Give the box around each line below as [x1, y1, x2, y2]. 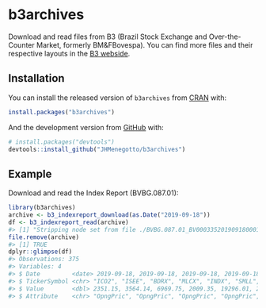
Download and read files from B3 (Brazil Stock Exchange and [8, 32, 207, 41]
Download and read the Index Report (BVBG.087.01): [8, 188, 179, 198]
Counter [8, 40, 36, 49]
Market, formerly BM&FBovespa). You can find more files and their [36, 40, 253, 49]
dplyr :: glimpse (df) [8, 248, 73, 256]
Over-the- [208, 32, 241, 41]
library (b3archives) [8, 204, 77, 212]
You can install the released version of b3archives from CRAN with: [8, 93, 227, 102]
